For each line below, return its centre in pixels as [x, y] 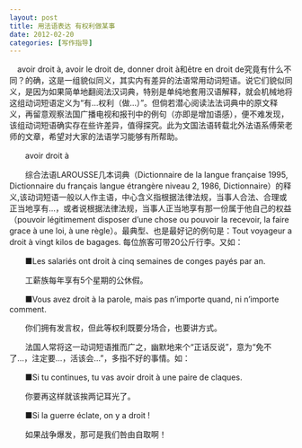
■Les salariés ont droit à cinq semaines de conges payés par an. [145, 261]
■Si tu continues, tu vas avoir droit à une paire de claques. [133, 377]
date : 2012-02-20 [42, 34]
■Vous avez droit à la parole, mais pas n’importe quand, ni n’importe [152, 299]
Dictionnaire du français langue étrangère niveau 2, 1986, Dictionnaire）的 [147, 186]
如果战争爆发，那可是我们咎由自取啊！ [96, 435]
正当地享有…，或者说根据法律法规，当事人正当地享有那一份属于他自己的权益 [151, 208]
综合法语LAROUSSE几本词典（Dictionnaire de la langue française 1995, [156, 175]
